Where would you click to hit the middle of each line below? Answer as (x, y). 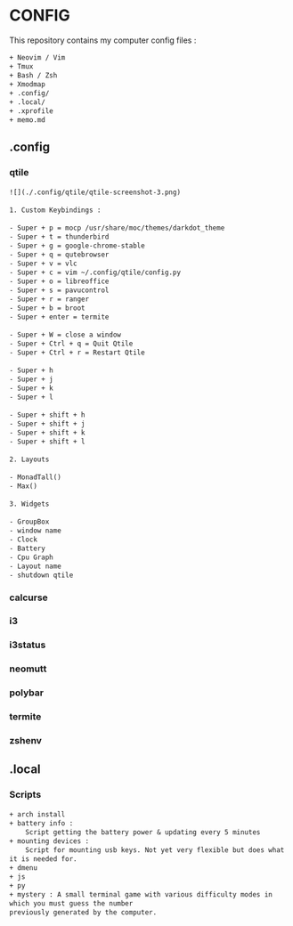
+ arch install (37, 814)
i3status (28, 645)
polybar (27, 693)
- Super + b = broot (48, 308)
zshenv (26, 741)
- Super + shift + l (48, 442)
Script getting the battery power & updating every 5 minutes (143, 832)
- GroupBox (29, 522)
